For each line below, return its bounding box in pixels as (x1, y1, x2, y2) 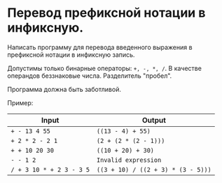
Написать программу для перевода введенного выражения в (7, 43, 193, 51)
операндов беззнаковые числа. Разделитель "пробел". (7, 72, 172, 80)
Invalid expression (97, 156, 162, 164)
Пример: (7, 98, 34, 107)
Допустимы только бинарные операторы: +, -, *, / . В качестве (7, 64, 202, 72)
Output (141, 115, 167, 125)
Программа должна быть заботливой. (7, 85, 121, 93)
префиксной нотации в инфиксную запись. (7, 50, 135, 59)
